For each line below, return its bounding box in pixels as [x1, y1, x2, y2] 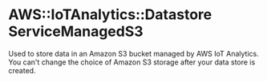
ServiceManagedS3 [8, 22, 144, 41]
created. [8, 65, 36, 75]
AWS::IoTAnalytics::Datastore [8, 6, 212, 24]
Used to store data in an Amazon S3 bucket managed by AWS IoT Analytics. [8, 49, 259, 58]
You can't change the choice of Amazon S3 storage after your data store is [8, 57, 256, 67]
